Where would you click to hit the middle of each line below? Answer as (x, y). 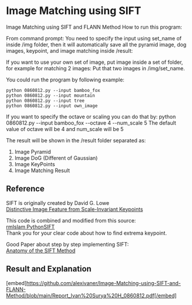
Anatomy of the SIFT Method (41, 251)
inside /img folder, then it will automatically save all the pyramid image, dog (96, 44)
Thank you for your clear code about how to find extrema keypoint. (87, 233)
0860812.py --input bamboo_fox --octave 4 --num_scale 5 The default (91, 123)
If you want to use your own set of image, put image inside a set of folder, (95, 62)
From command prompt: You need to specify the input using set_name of (94, 38)
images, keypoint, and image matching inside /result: (69, 50)
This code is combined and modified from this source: (71, 220)
